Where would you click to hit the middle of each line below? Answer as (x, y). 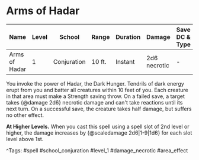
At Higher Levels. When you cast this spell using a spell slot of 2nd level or (98, 126)
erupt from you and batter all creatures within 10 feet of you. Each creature (97, 90)
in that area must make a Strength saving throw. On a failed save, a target (96, 96)
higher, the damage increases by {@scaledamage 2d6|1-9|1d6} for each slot (99, 133)
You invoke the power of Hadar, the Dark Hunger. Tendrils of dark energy (95, 83)
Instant (125, 61)
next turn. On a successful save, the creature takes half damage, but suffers (99, 109)
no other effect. (25, 115)
